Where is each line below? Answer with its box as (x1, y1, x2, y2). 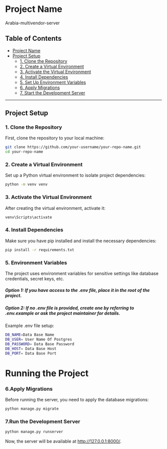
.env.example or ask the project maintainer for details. (5, 310, 121, 316)
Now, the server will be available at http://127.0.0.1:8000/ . (5, 439, 122, 445)
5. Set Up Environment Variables (19, 79, 86, 85)
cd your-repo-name (5, 149, 43, 155)
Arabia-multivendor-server (5, 20, 60, 26)
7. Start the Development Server (19, 90, 85, 95)
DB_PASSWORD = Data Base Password (5, 342, 75, 347)
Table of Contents (5, 34, 62, 43)
